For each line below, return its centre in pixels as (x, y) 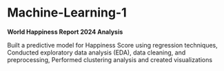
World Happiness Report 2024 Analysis (65, 32)
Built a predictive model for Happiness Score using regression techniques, (113, 45)
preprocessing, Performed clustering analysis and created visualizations (110, 59)
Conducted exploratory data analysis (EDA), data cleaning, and (96, 52)
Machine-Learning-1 (67, 13)
